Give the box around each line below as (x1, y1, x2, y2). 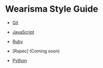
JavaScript (12, 29, 34, 35)
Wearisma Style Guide (5, 3, 99, 15)
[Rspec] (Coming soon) (12, 48, 60, 54)
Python (12, 57, 27, 63)
